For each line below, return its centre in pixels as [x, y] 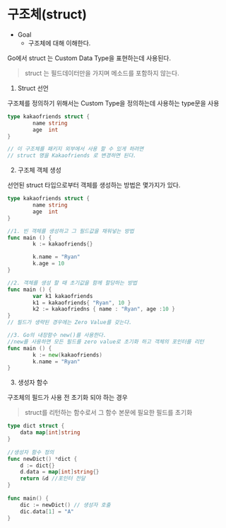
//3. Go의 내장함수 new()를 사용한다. [57, 335]
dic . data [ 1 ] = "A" [47, 511]
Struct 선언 [33, 88]
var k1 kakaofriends [63, 296]
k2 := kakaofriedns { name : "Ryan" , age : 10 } [104, 309]
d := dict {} [37, 465]
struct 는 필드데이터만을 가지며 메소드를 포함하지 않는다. [102, 73]
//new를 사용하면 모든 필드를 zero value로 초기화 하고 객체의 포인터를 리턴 [106, 342]
